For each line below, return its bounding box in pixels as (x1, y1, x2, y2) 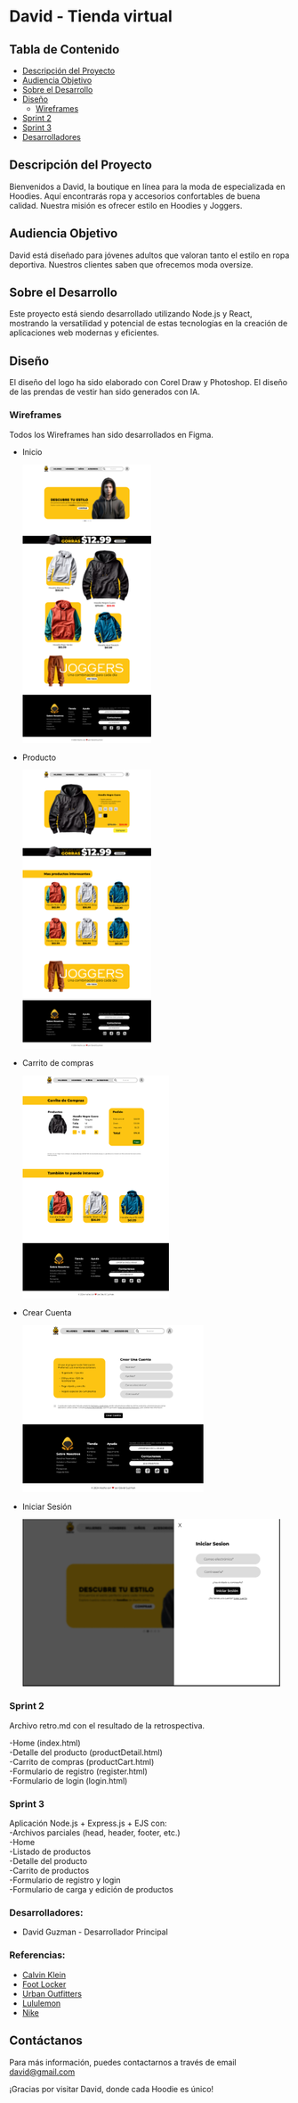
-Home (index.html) (9, 1737, 82, 1748)
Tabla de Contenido (9, 42, 120, 57)
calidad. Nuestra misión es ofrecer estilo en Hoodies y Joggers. (9, 200, 243, 210)
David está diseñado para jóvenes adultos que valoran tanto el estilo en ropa (9, 250, 290, 260)
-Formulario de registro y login (9, 1875, 121, 1885)
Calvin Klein (21, 1969, 67, 1980)
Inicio (21, 446, 43, 457)
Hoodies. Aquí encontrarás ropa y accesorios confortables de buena (9, 190, 261, 202)
